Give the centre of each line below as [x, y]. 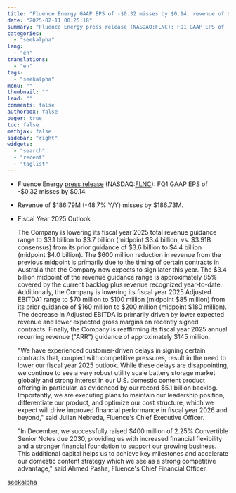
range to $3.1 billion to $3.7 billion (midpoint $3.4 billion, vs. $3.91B [114, 239]
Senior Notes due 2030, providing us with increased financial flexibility [120, 438]
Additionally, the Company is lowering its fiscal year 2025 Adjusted [114, 291]
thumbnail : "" [28, 92]
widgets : [20, 145]
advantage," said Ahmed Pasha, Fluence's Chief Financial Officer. [112, 468]
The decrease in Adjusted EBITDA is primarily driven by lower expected [121, 314]
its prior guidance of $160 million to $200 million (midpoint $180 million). [122, 307]
